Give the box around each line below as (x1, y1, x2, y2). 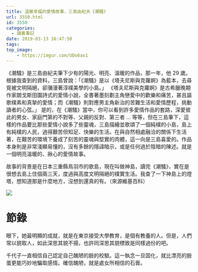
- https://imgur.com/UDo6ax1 (16, 52, 88, 58)
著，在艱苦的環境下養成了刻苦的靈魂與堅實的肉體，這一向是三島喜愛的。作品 (6, 135, 192, 142)
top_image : (6, 47, 33, 53)
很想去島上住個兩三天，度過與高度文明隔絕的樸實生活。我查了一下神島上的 (6, 170, 187, 177)
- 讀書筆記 (11, 31, 35, 37)
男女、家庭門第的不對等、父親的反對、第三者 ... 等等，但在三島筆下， (16, 113, 184, 121)
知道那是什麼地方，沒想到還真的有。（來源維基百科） (21, 177, 148, 184)
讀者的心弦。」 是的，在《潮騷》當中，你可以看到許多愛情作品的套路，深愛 (6, 106, 186, 113)
